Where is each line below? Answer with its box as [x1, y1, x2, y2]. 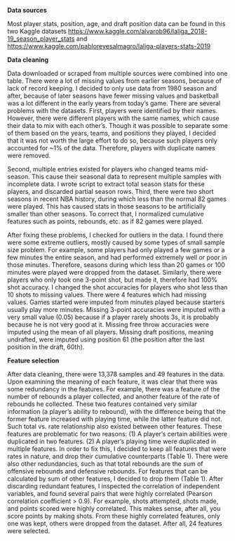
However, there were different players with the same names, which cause [7, 114, 220, 122]
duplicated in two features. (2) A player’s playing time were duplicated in [7, 437, 217, 445]
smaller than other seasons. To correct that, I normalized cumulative [7, 210, 205, 218]
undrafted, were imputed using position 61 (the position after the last [7, 335, 205, 344]
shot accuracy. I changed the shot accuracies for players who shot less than [7, 283, 228, 291]
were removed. [7, 151, 51, 159]
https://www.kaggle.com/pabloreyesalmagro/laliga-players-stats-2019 [7, 42, 211, 50]
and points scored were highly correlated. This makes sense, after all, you [7, 504, 221, 512]
